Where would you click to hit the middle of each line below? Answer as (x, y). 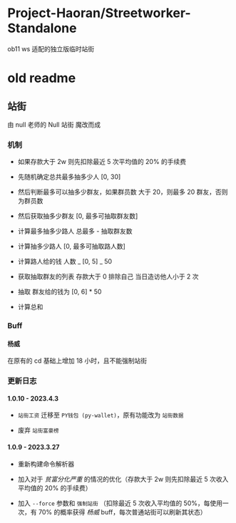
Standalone (42, 28)
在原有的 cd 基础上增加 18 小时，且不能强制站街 (77, 361)
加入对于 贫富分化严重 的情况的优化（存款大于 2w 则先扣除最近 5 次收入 (123, 479)
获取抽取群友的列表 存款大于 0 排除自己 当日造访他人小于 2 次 (108, 276)
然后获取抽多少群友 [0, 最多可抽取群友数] (78, 216)
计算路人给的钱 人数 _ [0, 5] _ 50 (65, 261)
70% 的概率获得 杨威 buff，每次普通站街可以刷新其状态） (122, 512)
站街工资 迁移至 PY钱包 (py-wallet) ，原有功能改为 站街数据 (101, 415)
